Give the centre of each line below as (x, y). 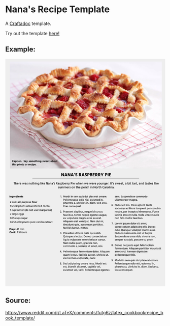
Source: (18, 300)
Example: (20, 49)
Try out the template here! (32, 33)
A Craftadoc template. (28, 23)
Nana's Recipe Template (58, 9)
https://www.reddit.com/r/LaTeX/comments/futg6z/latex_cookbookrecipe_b (84, 313)
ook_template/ (20, 318)
